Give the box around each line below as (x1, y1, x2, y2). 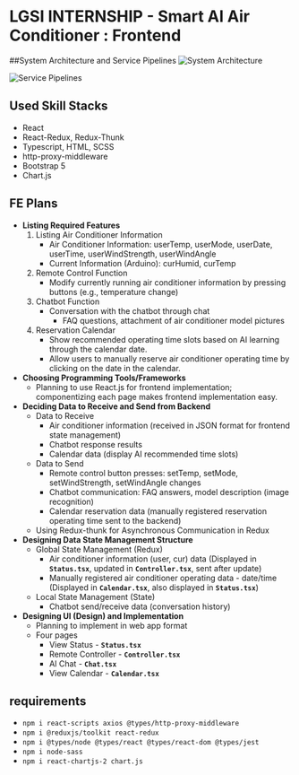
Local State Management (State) (35, 591, 156, 602)
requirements (9, 693, 87, 709)
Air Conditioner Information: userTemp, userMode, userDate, (48, 239, 273, 249)
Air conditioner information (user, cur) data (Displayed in (48, 553, 257, 564)
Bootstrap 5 (21, 160, 66, 171)
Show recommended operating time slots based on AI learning (48, 334, 280, 344)
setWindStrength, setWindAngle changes (48, 477, 201, 488)
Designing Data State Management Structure (21, 534, 194, 544)
